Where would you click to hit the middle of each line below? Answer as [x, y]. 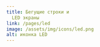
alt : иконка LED [27, 35]
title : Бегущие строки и [38, 12]
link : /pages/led [28, 23]
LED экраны [26, 18]
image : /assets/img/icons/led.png [50, 29]
